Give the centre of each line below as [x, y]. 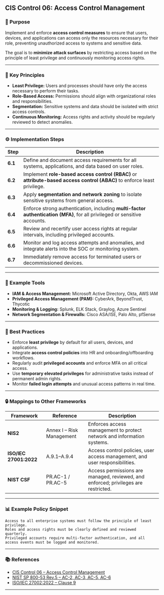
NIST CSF [19, 480]
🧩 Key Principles [25, 75]
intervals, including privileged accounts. [69, 235]
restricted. [100, 489]
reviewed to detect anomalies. [42, 122]
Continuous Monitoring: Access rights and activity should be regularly [83, 116]
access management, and [118, 457]
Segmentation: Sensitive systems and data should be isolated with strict [85, 106]
